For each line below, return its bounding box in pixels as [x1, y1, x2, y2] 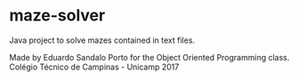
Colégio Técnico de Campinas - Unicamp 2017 [9, 61, 180, 72]
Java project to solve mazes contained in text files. [9, 35, 196, 45]
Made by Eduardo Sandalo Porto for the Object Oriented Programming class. [9, 52, 290, 62]
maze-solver [9, 5, 106, 26]
